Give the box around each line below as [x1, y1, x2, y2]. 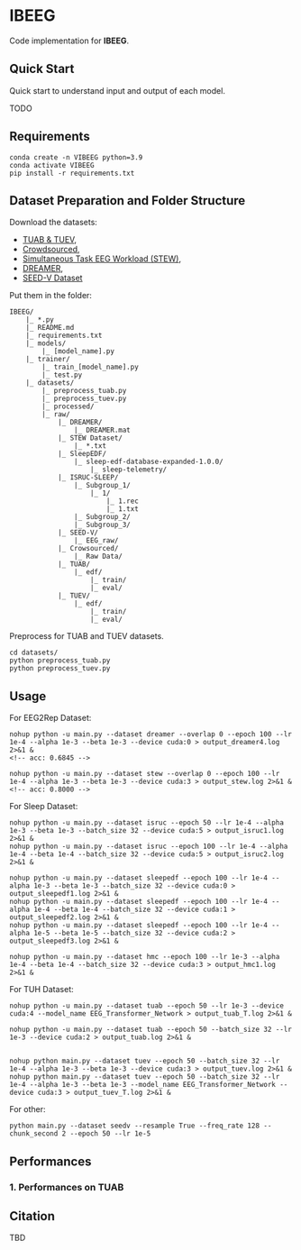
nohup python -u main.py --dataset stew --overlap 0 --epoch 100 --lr [9, 770, 280, 779]
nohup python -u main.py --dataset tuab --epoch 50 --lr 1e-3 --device [9, 1001, 284, 1010]
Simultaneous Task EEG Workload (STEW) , [22, 253, 182, 264]
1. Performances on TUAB [9, 1181, 124, 1193]
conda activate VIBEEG [9, 160, 95, 169]
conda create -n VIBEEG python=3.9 [9, 152, 143, 162]
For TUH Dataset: [9, 984, 74, 995]
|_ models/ [25, 339, 67, 348]
